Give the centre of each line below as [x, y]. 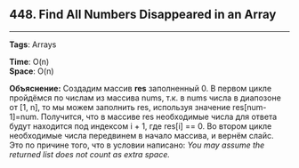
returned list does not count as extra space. [90, 154]
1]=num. [24, 116]
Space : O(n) [32, 71]
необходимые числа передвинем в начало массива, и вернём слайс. [141, 135]
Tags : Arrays [33, 44]
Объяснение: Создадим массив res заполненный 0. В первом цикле [141, 88]
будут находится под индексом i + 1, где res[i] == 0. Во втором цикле [141, 126]
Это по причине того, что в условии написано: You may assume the [137, 145]
